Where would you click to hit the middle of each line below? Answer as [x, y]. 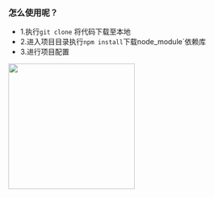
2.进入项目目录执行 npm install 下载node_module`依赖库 [113, 42]
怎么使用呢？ [34, 12]
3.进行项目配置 [45, 52]
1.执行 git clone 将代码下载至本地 [75, 32]
